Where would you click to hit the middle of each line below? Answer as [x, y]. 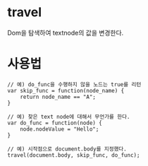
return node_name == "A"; [58, 97]
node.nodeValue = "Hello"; [60, 129]
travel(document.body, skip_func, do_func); [74, 155]
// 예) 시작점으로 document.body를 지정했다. [67, 149]
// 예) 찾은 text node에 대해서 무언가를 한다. [69, 117]
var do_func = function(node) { [55, 123]
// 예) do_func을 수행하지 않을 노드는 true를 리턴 [74, 84]
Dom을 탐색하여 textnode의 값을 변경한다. [66, 32]
